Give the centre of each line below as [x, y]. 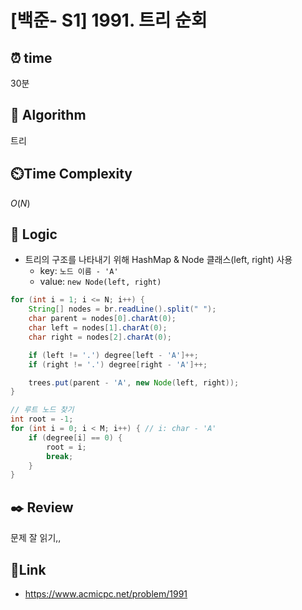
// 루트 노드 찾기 [42, 410]
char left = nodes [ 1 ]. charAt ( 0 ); [98, 328]
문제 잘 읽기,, [36, 538]
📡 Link [28, 569]
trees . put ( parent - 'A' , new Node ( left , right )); [134, 382]
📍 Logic [34, 234]
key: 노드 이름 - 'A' [79, 271]
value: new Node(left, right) [100, 282]
